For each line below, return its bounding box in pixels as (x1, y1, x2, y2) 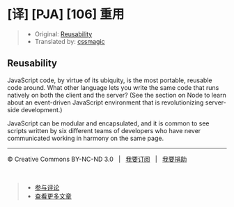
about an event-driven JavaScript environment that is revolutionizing (7, 98, 204, 107)
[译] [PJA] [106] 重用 (7, 6, 125, 22)
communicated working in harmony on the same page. (7, 134, 164, 142)
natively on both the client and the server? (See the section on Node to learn (7, 91, 226, 99)
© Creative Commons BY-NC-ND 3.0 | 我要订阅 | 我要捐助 (7, 155, 187, 163)
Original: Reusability (34, 29, 93, 38)
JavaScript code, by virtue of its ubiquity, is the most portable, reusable (7, 76, 212, 84)
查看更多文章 (34, 192, 72, 200)
